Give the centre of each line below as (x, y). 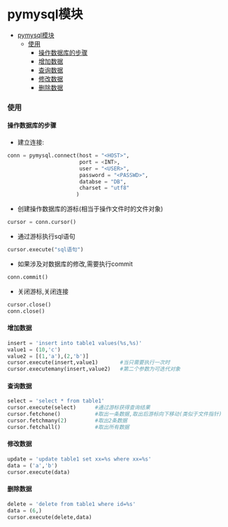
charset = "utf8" (105, 188)
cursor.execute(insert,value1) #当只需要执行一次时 (88, 363)
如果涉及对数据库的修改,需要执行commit (75, 264)
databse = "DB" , (103, 182)
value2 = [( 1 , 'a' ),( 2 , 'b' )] (48, 356)
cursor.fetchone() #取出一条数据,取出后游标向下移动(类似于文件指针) (115, 414)
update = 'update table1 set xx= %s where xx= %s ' (79, 459)
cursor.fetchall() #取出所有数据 (68, 427)
